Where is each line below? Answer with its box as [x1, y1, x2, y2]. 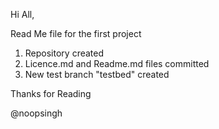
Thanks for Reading [10, 88, 92, 99]
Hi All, [10, 9, 35, 20]
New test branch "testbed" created [24, 69, 170, 80]
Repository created [24, 47, 105, 59]
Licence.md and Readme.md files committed [24, 58, 210, 69]
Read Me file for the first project [10, 28, 142, 39]
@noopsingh [10, 107, 63, 119]
